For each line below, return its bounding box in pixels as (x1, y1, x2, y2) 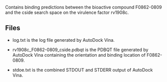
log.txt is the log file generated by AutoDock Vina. (12, 37, 115, 43)
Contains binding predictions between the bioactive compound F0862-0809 (5, 4, 162, 10)
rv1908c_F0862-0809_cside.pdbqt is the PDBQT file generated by (12, 47, 149, 53)
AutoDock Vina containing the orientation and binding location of (12, 52, 146, 58)
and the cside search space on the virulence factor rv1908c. (5, 9, 129, 15)
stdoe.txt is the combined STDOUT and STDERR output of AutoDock (12, 67, 153, 73)
